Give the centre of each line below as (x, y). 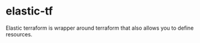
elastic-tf (29, 11)
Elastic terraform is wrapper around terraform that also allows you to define (100, 28)
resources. (19, 34)
